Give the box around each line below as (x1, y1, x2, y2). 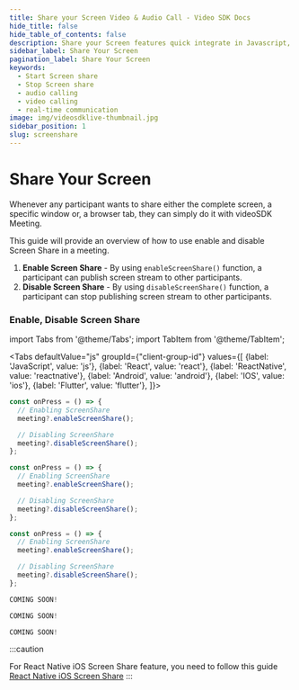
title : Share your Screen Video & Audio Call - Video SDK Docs (9, 13, 251, 22)
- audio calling (17, 88, 78, 97)
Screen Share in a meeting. (9, 245, 110, 255)
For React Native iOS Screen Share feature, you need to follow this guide (9, 661, 278, 672)
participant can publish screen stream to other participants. (22, 272, 242, 282)
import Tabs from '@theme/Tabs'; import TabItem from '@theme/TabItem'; (9, 334, 286, 345)
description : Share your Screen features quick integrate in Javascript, (9, 38, 292, 48)
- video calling (17, 96, 78, 106)
